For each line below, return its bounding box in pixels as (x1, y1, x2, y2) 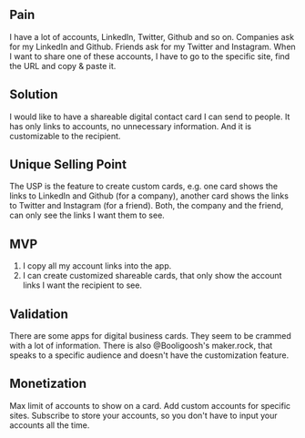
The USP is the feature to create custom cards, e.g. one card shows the (9, 181, 279, 192)
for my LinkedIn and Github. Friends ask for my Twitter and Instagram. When (9, 41, 296, 52)
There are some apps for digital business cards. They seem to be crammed (9, 331, 291, 341)
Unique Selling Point (9, 157, 127, 172)
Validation (9, 306, 68, 321)
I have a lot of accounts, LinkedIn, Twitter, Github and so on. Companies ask (9, 31, 294, 42)
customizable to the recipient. (9, 130, 121, 141)
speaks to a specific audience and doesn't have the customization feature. (9, 350, 290, 361)
